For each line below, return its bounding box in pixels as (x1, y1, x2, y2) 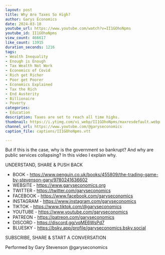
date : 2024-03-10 (5, 21, 42, 27)
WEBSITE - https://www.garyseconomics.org (12, 182, 106, 188)
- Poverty (5, 101, 26, 106)
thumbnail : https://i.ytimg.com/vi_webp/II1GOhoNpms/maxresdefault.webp (5, 119, 160, 124)
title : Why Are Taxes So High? (5, 12, 71, 17)
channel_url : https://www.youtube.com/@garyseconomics (5, 124, 122, 129)
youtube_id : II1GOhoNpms (5, 31, 57, 36)
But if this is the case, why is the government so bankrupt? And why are (5, 147, 154, 153)
